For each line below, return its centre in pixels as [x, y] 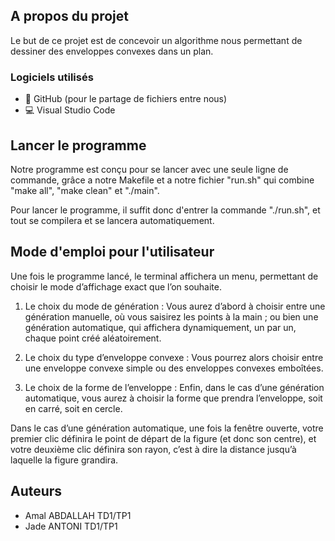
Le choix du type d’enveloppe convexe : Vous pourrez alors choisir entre [174, 357]
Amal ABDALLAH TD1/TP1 [78, 515]
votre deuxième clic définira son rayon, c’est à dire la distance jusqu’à [153, 449]
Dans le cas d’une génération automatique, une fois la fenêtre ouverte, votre [167, 428]
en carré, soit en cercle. [73, 408]
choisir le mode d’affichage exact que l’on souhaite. [116, 286]
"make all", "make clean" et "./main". [85, 190]
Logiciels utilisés [52, 77]
